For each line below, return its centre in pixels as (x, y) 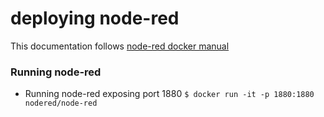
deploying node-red (95, 18)
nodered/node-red (61, 103)
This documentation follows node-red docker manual (120, 46)
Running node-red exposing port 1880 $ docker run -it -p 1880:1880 (169, 94)
